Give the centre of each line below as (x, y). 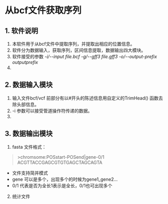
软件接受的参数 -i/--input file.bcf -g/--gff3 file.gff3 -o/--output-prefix (85, 57)
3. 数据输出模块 (29, 134)
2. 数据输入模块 (29, 85)
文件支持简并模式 (30, 173)
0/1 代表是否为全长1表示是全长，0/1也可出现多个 (62, 185)
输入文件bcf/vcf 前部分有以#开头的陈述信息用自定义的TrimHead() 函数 (85, 98)
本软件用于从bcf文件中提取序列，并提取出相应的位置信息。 (73, 44)
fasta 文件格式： (29, 147)
